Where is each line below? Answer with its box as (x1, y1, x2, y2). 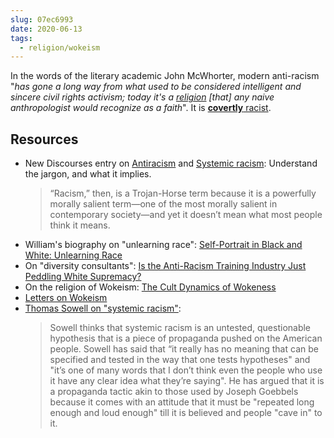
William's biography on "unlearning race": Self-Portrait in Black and (24, 239, 303, 251)
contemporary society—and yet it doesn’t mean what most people (49, 209, 323, 221)
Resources (10, 131, 79, 148)
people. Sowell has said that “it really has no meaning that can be (49, 343, 319, 355)
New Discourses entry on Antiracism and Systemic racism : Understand (24, 157, 318, 170)
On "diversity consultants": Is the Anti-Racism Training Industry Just (24, 260, 307, 272)
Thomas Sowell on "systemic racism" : (24, 302, 182, 315)
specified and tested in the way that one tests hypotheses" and (49, 354, 311, 366)
